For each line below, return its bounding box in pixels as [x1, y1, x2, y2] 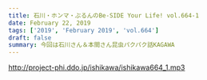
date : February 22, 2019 [8, 19, 91, 27]
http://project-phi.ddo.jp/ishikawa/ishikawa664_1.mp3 [8, 63, 185, 72]
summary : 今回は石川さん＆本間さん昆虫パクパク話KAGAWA [8, 41, 175, 49]
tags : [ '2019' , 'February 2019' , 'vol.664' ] [8, 26, 159, 34]
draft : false [8, 33, 52, 42]
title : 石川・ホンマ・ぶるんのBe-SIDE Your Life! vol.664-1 [8, 11, 200, 20]
